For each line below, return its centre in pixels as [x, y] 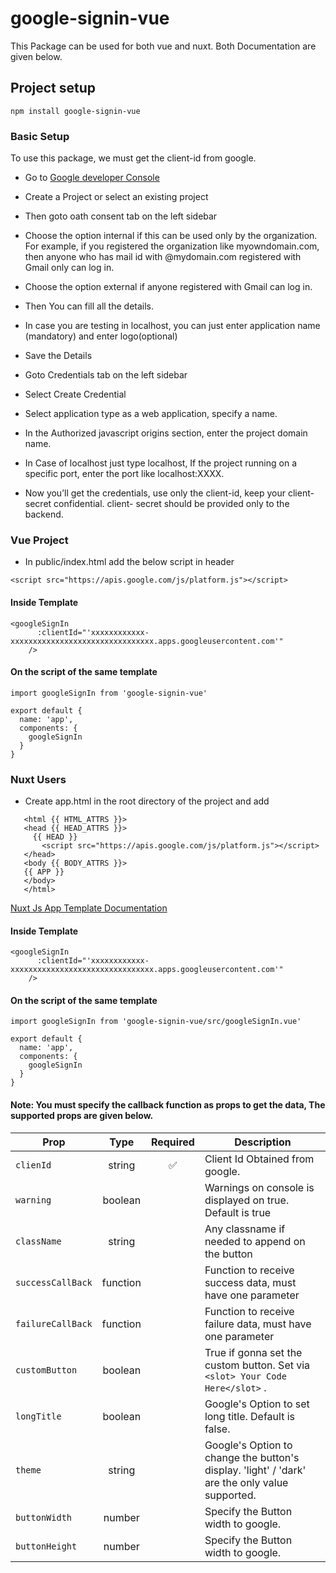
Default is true [238, 1212]
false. [217, 1429]
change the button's [252, 1457]
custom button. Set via [257, 1365]
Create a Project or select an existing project [116, 197]
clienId [33, 1165]
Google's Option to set [257, 1404]
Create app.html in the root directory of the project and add [147, 801]
